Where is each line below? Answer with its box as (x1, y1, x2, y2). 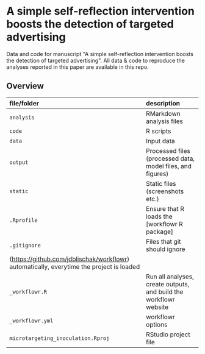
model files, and (146, 161, 192, 170)
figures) (146, 169, 169, 178)
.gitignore (9, 242, 41, 249)
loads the (146, 212, 173, 221)
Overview (6, 81, 45, 91)
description (146, 99, 181, 107)
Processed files (146, 146, 190, 155)
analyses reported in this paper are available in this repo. (6, 63, 149, 71)
